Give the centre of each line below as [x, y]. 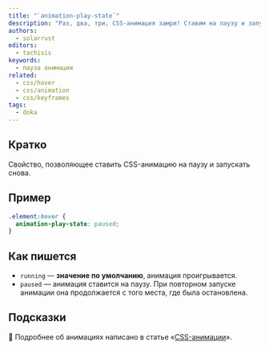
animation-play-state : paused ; [68, 224]
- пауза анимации [44, 68]
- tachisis [34, 53]
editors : [23, 46]
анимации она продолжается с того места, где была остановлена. [134, 292]
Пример [30, 198]
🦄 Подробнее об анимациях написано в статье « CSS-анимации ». [120, 336]
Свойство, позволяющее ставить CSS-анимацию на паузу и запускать [129, 164]
